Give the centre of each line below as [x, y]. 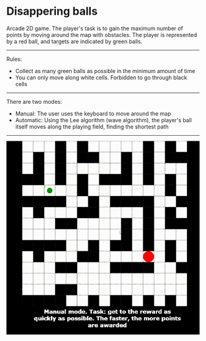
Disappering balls [52, 11]
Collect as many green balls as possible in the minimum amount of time [105, 71]
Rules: [14, 59]
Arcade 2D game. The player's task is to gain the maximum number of [95, 28]
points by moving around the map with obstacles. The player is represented [102, 34]
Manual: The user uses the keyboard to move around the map [93, 113]
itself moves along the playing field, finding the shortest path [92, 127]
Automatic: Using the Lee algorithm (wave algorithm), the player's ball [103, 120]
